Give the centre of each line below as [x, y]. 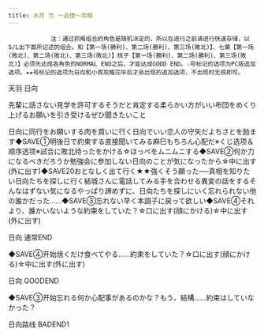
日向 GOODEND [33, 281]
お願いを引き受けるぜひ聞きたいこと [87, 115]
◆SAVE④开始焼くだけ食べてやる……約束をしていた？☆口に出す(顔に [122, 254]
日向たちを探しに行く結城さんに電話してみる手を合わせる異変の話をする [132, 181]
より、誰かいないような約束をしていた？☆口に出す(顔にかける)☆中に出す [128, 210]
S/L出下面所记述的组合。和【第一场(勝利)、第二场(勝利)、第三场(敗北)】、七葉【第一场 [131, 47]
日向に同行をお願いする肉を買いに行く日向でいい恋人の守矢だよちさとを [125, 131]
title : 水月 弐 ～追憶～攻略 [50, 15]
